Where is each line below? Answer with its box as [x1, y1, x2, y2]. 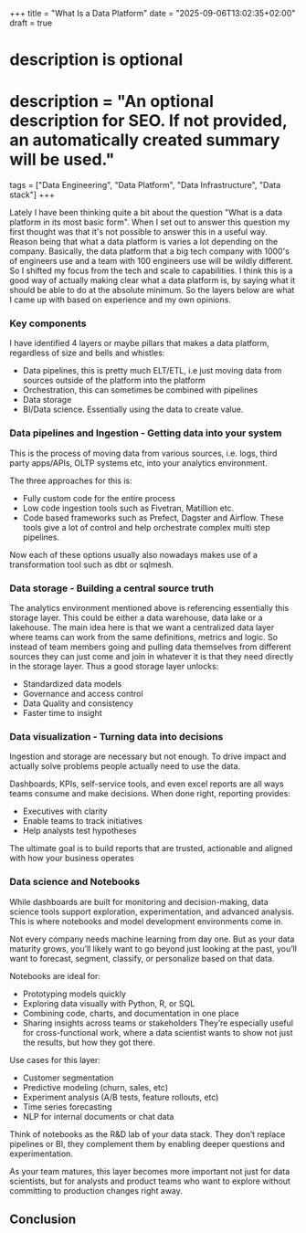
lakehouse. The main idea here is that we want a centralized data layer [9, 622, 275, 633]
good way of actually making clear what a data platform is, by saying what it [9, 275, 296, 286]
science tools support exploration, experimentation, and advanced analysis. [9, 906, 295, 917]
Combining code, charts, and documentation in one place [22, 1007, 239, 1018]
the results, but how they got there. [22, 1037, 155, 1048]
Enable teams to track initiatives [22, 816, 143, 827]
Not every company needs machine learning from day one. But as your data [9, 933, 295, 944]
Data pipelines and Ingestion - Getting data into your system [9, 427, 282, 439]
